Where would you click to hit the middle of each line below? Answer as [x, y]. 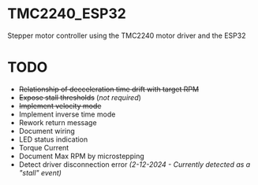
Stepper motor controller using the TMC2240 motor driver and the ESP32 [127, 35]
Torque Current [44, 147]
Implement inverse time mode [67, 114]
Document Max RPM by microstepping [81, 156]
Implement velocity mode [60, 105]
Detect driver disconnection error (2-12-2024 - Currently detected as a [135, 164]
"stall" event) [40, 172]
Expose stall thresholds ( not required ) [80, 97]
